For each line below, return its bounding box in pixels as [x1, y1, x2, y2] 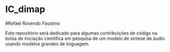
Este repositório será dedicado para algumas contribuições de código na [5, 30, 157, 36]
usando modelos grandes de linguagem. [5, 40, 90, 46]
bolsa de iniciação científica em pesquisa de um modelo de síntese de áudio [5, 35, 165, 41]
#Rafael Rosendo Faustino [5, 20, 60, 26]
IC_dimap [5, 4, 46, 15]
